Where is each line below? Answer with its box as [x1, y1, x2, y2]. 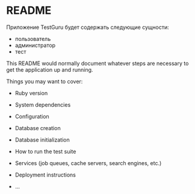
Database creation [14, 124, 61, 131]
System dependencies [14, 101, 71, 108]
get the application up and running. [6, 66, 93, 73]
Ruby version [14, 89, 48, 96]
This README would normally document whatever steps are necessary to [6, 60, 189, 67]
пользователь [14, 35, 51, 42]
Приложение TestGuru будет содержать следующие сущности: [6, 23, 170, 31]
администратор [14, 42, 56, 49]
